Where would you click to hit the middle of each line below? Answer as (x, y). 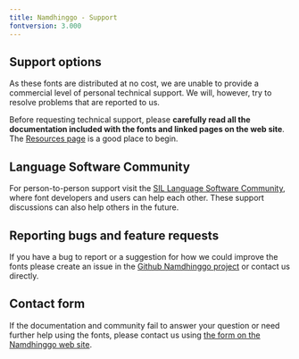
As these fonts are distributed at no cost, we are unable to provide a (134, 83)
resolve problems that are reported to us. (85, 103)
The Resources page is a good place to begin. (94, 138)
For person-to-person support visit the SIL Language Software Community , (147, 188)
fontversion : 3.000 (46, 26)
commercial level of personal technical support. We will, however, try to (141, 93)
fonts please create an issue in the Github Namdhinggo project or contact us (149, 266)
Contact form (47, 304)
